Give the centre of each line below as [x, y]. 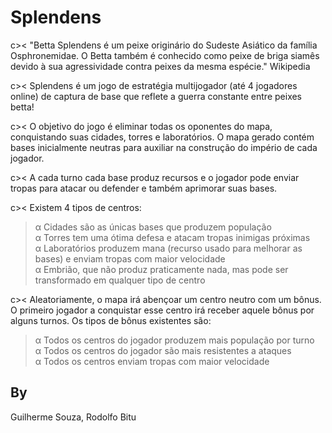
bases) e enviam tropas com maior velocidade [130, 258]
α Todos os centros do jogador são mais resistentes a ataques [163, 350]
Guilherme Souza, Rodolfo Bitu [73, 417]
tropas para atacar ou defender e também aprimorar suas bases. [144, 188]
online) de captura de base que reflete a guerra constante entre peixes [156, 96]
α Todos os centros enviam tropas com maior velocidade [152, 361]
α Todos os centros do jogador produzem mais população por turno [174, 340]
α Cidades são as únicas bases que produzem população [153, 227]
